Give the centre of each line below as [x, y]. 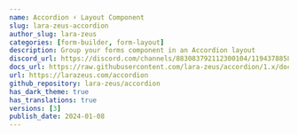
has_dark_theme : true [49, 91]
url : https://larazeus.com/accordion [79, 75]
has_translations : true [53, 100]
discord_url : [33, 59]
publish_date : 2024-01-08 [57, 116]
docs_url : [27, 67]
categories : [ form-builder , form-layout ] [87, 42]
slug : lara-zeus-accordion [59, 26]
